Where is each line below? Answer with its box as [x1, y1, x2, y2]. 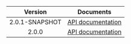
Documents [77, 8, 112, 16]
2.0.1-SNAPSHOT [9, 18, 62, 26]
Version [24, 8, 47, 16]
